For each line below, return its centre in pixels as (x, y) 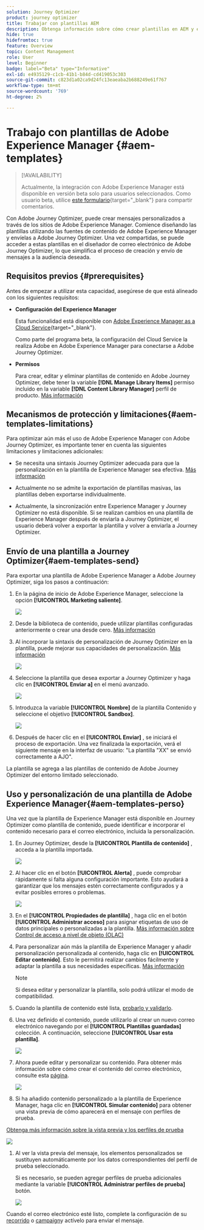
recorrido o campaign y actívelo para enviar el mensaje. (75, 1220)
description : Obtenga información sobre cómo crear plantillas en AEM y (100, 29)
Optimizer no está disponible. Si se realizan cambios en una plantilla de (104, 513)
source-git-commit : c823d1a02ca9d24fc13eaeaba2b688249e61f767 (87, 80)
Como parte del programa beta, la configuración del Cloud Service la (101, 339)
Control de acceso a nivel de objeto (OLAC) (70, 935)
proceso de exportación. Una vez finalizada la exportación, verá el (98, 744)
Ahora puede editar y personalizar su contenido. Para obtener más (98, 1062)
